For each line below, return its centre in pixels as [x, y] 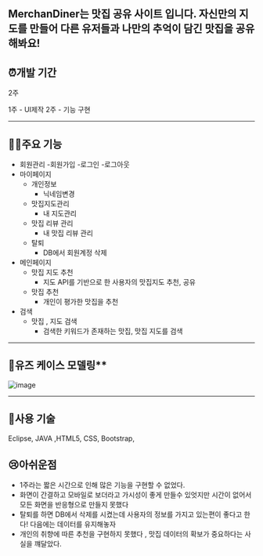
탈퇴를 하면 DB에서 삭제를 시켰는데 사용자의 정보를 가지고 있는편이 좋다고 [131, 514]
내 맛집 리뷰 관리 [68, 233]
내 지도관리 [59, 213]
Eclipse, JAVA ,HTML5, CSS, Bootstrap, [72, 438]
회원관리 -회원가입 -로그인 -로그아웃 [75, 165]
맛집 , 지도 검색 [54, 322]
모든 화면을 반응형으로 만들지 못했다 [74, 505]
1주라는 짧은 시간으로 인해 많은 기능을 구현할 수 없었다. [102, 485]
